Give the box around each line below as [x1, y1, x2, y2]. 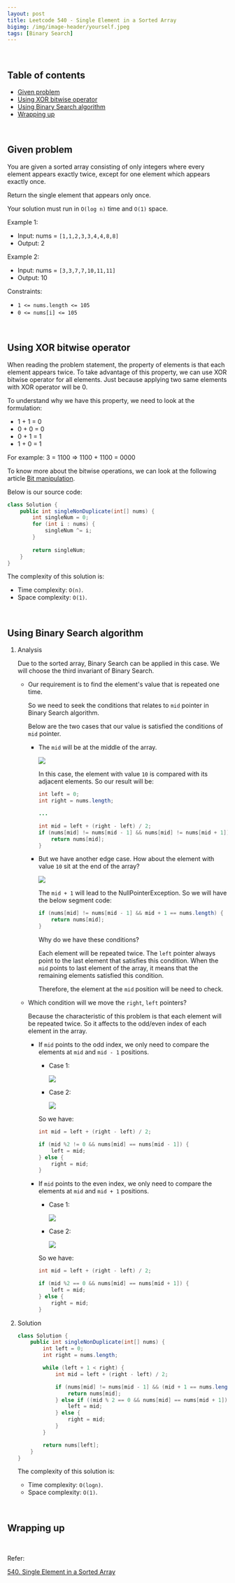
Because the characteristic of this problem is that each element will [27, 1012, 222, 1020]
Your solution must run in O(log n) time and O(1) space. [7, 204, 169, 213]
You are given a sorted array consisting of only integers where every [7, 162, 205, 171]
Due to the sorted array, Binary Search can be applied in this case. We [17, 659, 220, 668]
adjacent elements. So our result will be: [38, 777, 154, 786]
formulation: [7, 404, 43, 412]
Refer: [7, 1554, 25, 1563]
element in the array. [27, 1027, 87, 1035]
